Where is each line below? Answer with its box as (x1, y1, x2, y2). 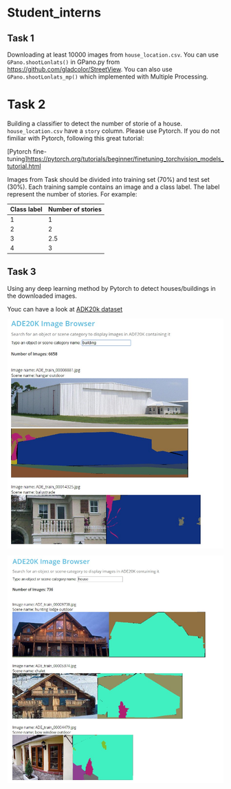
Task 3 (7, 266, 36, 278)
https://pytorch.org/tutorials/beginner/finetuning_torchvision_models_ (27, 154, 224, 163)
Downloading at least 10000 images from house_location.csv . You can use (7, 50, 219, 59)
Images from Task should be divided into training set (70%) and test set (7, 175, 210, 183)
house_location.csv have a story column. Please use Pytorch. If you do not (7, 126, 220, 135)
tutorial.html (7, 162, 41, 170)
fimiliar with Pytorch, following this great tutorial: (7, 134, 144, 142)
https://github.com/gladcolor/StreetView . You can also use (7, 65, 173, 73)
